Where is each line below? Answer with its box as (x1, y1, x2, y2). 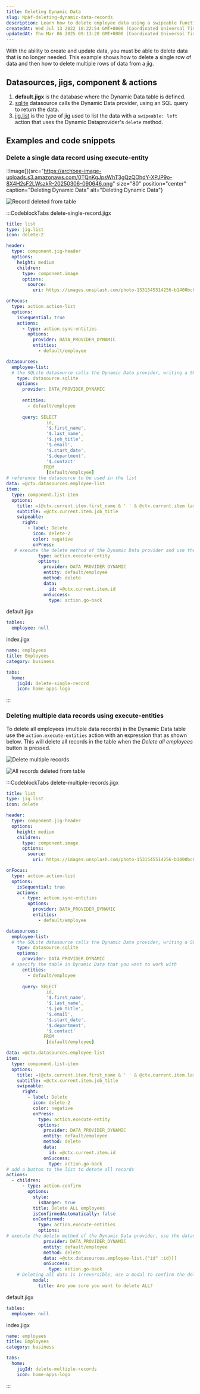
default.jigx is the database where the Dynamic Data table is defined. (14, 93, 186, 100)
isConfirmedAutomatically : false (32, 1211, 116, 1217)
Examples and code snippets (6, 135, 115, 146)
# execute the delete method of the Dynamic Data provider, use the (6, 1233, 180, 1239)
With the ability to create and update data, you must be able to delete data (6, 47, 188, 54)
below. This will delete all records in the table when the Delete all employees (6, 738, 193, 745)
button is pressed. (6, 744, 51, 751)
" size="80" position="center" (112, 180, 186, 187)
